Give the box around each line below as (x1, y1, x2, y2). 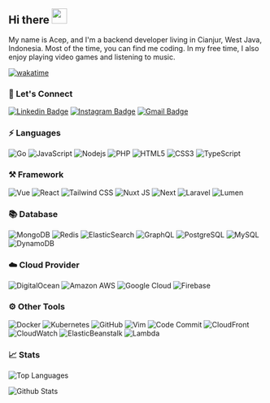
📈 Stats (8, 349, 41, 360)
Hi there (8, 13, 50, 27)
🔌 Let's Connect (8, 88, 73, 99)
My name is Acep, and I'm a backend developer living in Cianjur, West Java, (8, 34, 263, 45)
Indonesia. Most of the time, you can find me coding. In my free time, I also (8, 43, 259, 53)
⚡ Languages (8, 128, 61, 139)
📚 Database (8, 208, 59, 219)
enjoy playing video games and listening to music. (8, 52, 176, 62)
